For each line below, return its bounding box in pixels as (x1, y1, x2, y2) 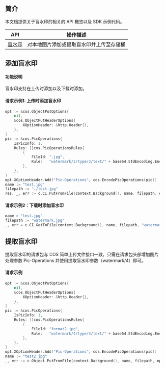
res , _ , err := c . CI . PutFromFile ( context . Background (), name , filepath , (5, 191, 157, 196)
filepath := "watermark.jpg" (5, 218, 65, 223)
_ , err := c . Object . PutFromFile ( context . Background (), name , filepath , (5, 358, 155, 363)
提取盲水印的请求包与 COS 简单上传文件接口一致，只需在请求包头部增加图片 (5, 251, 159, 257)
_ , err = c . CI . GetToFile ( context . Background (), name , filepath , (5, 223, 139, 228)
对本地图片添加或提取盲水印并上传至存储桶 (27, 41, 126, 48)
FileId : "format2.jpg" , (31, 326, 80, 331)
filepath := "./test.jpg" (5, 186, 58, 191)
